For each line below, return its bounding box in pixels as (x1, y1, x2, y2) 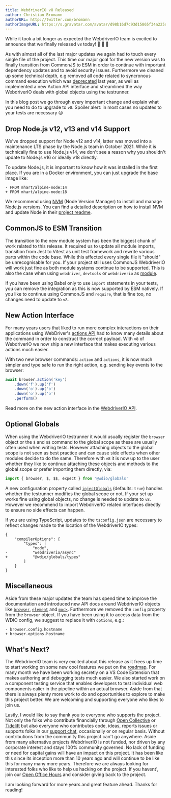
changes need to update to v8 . (5, 296, 69, 302)
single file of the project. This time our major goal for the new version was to (5, 57, 165, 63)
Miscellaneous (5, 582, 53, 590)
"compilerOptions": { (14, 537, 60, 542)
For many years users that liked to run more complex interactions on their (5, 325, 159, 331)
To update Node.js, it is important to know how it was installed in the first (5, 164, 158, 171)
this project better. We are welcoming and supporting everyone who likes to (5, 696, 164, 703)
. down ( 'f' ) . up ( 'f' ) (14, 381, 56, 387)
